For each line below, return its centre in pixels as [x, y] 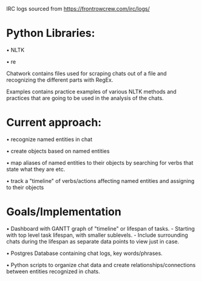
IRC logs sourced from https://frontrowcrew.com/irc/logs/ [78, 9]
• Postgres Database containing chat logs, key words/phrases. [84, 253]
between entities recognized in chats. [53, 271]
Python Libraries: [51, 33]
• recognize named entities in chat [49, 139]
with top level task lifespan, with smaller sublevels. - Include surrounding [97, 235]
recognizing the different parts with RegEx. [60, 80]
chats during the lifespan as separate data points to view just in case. [93, 241]
